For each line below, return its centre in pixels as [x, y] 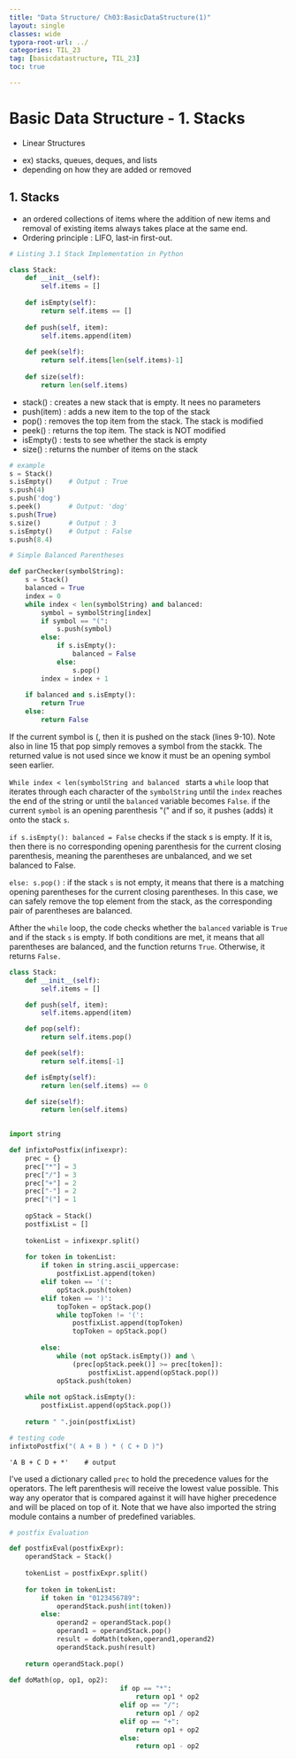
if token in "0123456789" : [91, 1598]
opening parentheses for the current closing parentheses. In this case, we [144, 891]
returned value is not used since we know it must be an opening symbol [140, 755]
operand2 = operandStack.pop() [114, 1623]
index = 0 [43, 596]
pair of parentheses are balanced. [71, 910]
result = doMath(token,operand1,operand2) [136, 1639]
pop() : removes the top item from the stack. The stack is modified [142, 421]
